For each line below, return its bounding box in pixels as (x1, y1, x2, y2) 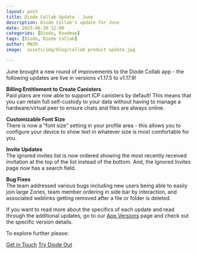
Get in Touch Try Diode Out (6, 241, 72, 248)
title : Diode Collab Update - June (6, 14, 94, 20)
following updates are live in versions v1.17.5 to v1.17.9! (6, 74, 136, 81)
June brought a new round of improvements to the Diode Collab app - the (6, 68, 184, 75)
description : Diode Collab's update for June (6, 19, 119, 25)
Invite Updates (6, 145, 43, 153)
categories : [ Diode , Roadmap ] (6, 31, 81, 36)
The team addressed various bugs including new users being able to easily (6, 182, 188, 189)
